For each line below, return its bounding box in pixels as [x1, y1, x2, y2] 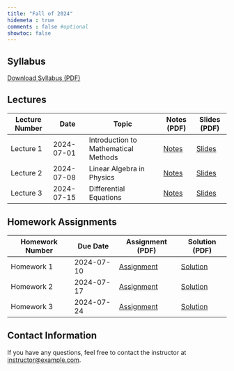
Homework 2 [10, 281, 54, 291]
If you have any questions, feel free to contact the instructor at [7, 348, 187, 356]
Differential [88, 184, 125, 194]
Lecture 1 [10, 143, 42, 153]
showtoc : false [7, 29, 52, 37]
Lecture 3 [10, 188, 42, 198]
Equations [88, 192, 122, 202]
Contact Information [7, 330, 97, 342]
